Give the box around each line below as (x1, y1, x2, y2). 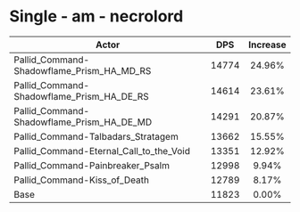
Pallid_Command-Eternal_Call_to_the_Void (13, 144, 190, 157)
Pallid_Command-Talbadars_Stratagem (13, 130, 179, 143)
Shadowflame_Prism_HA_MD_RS (13, 64, 152, 77)
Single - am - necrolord (9, 6, 184, 27)
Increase (248, 38, 287, 51)
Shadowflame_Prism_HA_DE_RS (13, 90, 149, 102)
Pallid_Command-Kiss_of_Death (13, 174, 150, 186)
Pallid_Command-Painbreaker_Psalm (13, 159, 170, 171)
